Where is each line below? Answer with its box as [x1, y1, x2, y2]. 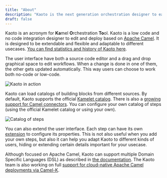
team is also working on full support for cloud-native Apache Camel [5, 162, 144, 168]
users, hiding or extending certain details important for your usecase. [5, 142, 147, 148]
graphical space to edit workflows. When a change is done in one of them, [5, 61, 158, 67]
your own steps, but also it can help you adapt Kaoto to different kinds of [5, 136, 155, 142]
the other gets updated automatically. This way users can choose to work [5, 66, 156, 72]
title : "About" [5, 7, 37, 12]
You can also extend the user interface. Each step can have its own [5, 126, 143, 132]
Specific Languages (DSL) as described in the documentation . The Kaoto [5, 157, 155, 163]
